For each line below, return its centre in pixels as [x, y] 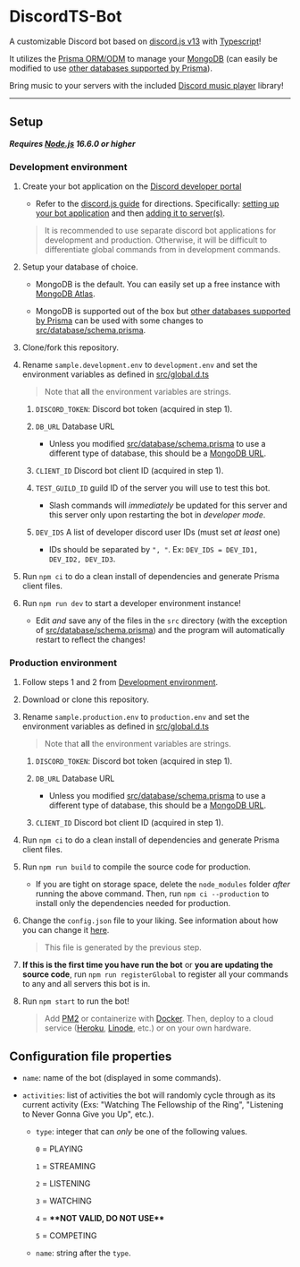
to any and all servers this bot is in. [86, 984]
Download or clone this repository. [85, 699]
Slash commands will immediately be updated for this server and [168, 505]
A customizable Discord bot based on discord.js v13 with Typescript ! [135, 41]
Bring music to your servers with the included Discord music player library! [146, 85]
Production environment [63, 663]
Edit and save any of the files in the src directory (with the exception [161, 621]
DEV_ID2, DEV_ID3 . [82, 559]
